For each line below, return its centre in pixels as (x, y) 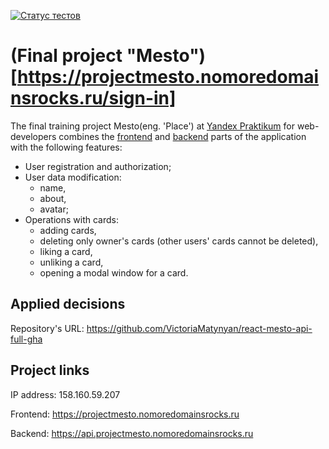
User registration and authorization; (98, 166)
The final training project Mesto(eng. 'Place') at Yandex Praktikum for (153, 126)
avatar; (54, 209)
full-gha (26, 339)
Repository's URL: (47, 328)
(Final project (66, 56)
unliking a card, (71, 262)
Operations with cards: (72, 219)
